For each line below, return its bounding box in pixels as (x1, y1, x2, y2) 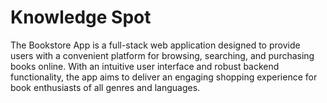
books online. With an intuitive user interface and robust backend (10, 60, 280, 72)
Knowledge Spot (10, 6, 152, 29)
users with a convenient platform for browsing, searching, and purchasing (10, 49, 315, 61)
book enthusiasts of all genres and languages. (10, 81, 201, 93)
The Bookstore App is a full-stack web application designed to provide (10, 39, 301, 51)
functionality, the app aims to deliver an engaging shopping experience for (10, 71, 318, 83)
